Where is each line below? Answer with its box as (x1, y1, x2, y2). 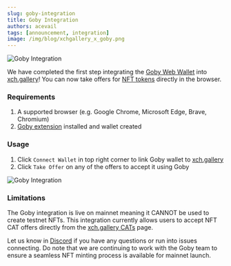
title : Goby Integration (7, 16, 79, 23)
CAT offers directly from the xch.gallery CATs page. (7, 223, 154, 232)
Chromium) (17, 115, 50, 124)
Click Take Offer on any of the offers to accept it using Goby (17, 162, 190, 170)
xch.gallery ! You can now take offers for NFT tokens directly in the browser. (7, 75, 222, 83)
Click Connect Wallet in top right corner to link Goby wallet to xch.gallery (17, 155, 224, 164)
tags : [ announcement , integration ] (7, 29, 110, 36)
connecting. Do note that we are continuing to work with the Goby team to (7, 244, 218, 252)
